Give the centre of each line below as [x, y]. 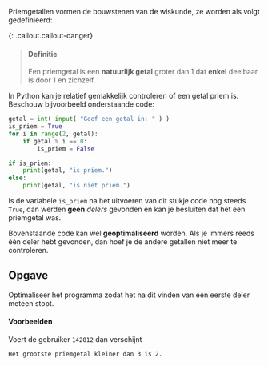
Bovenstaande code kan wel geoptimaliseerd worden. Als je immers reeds [131, 233]
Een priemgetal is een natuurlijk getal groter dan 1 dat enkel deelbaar [143, 72]
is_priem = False [66, 149]
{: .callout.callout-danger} [51, 36]
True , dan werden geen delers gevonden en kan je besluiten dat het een [127, 209]
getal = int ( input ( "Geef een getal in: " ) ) [89, 119]
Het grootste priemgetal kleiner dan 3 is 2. [85, 354]
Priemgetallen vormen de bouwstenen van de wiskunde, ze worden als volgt [134, 12]
